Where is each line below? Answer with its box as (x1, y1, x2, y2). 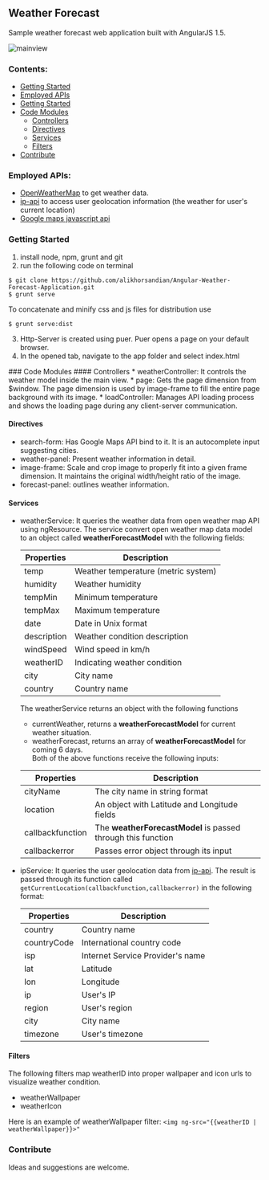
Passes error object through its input (94, 845, 232, 856)
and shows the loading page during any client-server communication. (8, 401, 238, 410)
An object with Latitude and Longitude (94, 799, 239, 810)
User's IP (81, 990, 116, 1001)
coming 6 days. (31, 745, 83, 754)
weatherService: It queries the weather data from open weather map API (19, 516, 260, 525)
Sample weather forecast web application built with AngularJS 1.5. (8, 27, 227, 37)
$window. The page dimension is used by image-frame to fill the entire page (8, 383, 260, 393)
